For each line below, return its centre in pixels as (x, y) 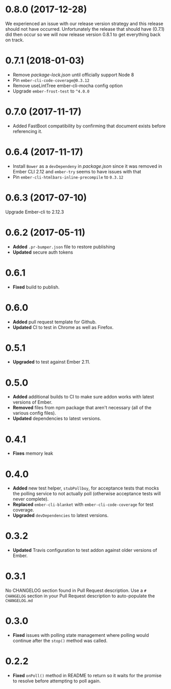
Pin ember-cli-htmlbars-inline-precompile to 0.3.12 (68, 177)
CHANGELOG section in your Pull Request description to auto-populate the (80, 596)
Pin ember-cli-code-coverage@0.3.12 (51, 80)
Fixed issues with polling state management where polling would (81, 635)
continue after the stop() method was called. (60, 641)
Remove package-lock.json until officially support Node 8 (73, 75)
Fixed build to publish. (36, 287)
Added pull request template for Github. (55, 322)
